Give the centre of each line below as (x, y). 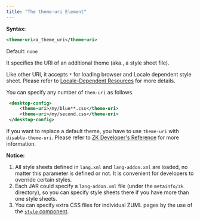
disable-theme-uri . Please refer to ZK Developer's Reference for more (93, 137)
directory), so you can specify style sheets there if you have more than (102, 192)
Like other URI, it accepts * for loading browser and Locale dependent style (99, 74)
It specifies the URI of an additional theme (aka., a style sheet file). (88, 63)
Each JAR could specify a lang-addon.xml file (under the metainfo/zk (99, 186)
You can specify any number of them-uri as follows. (70, 92)
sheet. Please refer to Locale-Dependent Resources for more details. (91, 81)
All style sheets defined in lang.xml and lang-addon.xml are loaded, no (101, 167)
